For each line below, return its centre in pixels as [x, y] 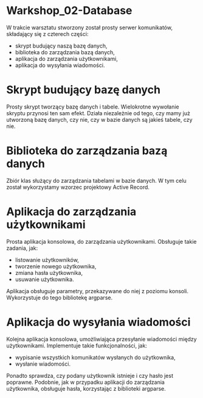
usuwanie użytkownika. [44, 279]
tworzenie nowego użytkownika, [56, 266]
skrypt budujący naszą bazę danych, [61, 46]
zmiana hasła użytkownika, [49, 272]
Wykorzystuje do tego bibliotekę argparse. [60, 297]
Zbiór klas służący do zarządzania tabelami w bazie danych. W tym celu [96, 180]
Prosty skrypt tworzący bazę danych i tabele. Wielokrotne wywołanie [93, 107]
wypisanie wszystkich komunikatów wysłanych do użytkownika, [95, 357]
